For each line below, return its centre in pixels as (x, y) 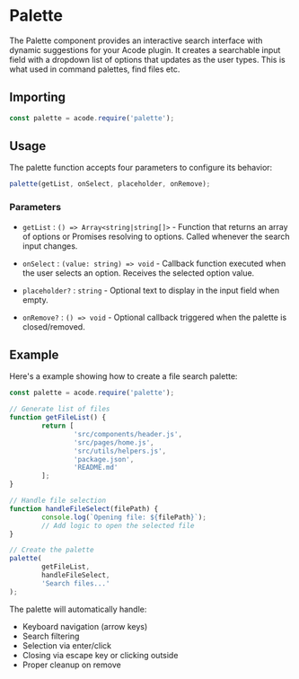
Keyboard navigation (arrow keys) (85, 626)
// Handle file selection (57, 501)
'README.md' (96, 468)
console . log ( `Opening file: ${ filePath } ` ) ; (124, 517)
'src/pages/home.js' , (114, 442)
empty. (35, 300)
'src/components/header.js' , (128, 434)
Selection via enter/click (67, 645)
